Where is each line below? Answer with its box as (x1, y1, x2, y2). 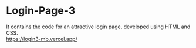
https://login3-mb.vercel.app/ (6, 35, 77, 42)
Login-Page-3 (6, 4, 76, 17)
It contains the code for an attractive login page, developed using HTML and (6, 23, 191, 30)
